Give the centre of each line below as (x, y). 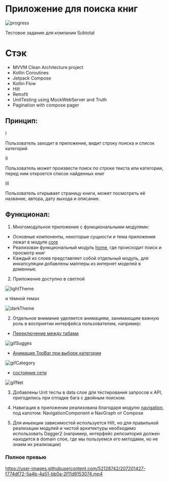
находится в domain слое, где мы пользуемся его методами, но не (85, 439)
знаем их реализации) (37, 444)
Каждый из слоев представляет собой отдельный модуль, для (80, 258)
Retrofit (20, 94)
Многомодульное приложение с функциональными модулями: (81, 227)
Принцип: (22, 121)
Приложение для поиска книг (72, 9)
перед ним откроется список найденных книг (55, 174)
